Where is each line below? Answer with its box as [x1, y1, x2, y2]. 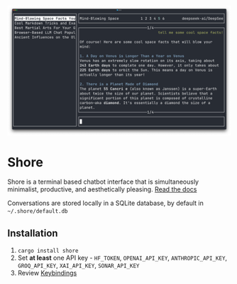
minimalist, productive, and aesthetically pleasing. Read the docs [7, 185, 197, 194]
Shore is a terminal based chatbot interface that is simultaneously [7, 177, 199, 186]
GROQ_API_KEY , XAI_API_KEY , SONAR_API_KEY [17, 261, 140, 270]
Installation [7, 227, 58, 239]
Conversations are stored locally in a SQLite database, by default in [7, 199, 204, 208]
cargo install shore [17, 248, 79, 255]
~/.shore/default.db [7, 208, 69, 215]
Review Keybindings [17, 269, 77, 278]
